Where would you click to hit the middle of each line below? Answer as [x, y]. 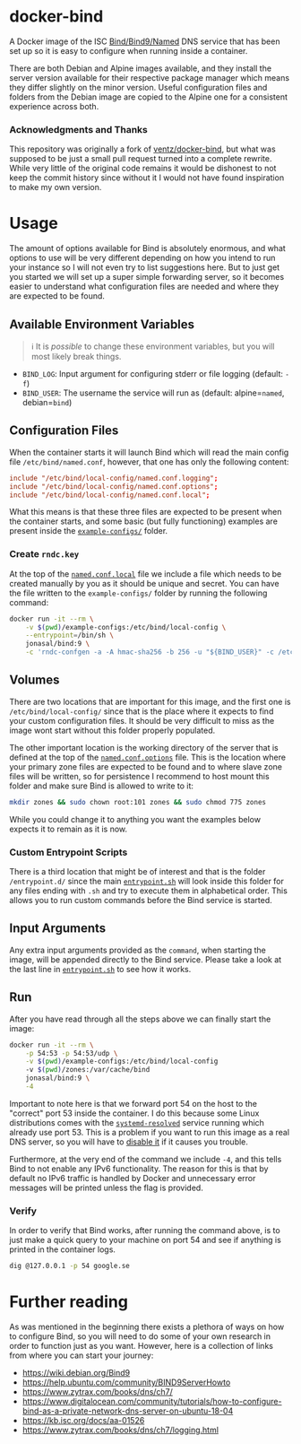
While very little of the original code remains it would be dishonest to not [143, 169]
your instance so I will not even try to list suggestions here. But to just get [145, 267]
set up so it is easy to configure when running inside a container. [129, 50]
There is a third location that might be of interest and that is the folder [138, 872]
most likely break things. [76, 356]
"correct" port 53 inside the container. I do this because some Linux [134, 1113]
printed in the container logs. [63, 1249]
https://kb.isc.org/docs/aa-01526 [83, 1421]
